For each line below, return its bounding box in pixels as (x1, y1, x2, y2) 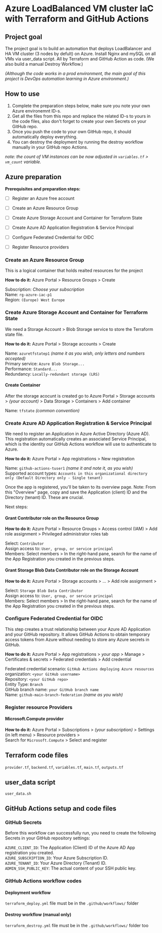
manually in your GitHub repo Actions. (12, 144, 88, 150)
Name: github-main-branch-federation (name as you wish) (5, 691, 123, 697)
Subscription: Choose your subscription (5, 286, 85, 292)
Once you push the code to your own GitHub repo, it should (12, 129, 131, 134)
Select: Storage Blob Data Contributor (5, 588, 83, 593)
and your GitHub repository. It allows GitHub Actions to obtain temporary (5, 631, 150, 637)
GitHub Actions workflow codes (5, 877, 82, 884)
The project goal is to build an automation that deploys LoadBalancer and (5, 46, 151, 51)
